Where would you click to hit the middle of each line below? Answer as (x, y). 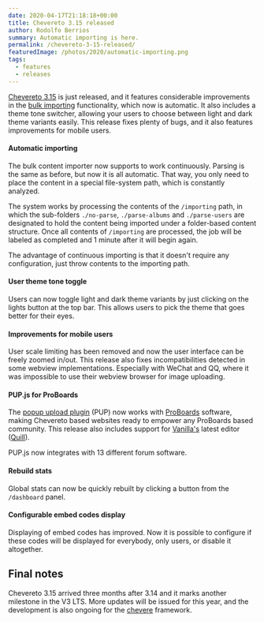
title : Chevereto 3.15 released (61, 23)
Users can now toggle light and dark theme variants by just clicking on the (129, 299)
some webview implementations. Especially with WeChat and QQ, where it (128, 369)
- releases (33, 74)
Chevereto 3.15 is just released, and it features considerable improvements (129, 96)
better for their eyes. (41, 316)
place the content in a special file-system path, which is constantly (117, 182)
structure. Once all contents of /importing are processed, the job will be (125, 231)
